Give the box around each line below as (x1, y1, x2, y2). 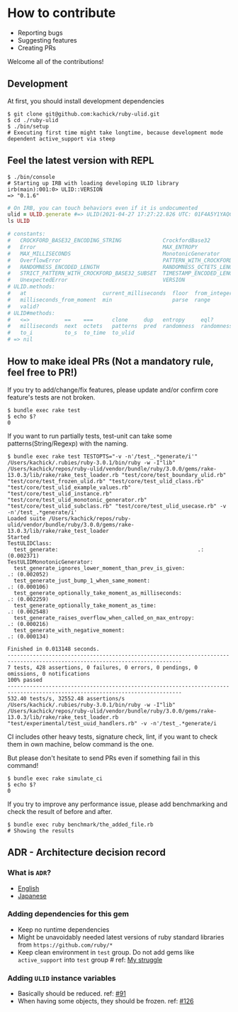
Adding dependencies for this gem (7, 909, 130, 919)
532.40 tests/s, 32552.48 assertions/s (7, 695, 125, 702)
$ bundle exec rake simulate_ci (7, 775, 103, 782)
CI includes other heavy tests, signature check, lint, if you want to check (7, 732, 218, 741)
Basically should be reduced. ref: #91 (17, 989, 126, 998)
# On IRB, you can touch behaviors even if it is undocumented (7, 204, 198, 211)
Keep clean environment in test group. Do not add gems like (17, 947, 195, 956)
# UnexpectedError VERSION (7, 277, 186, 284)
